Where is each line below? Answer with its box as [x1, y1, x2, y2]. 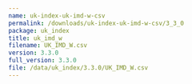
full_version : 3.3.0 [8, 57, 78, 65]
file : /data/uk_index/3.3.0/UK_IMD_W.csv [8, 64, 149, 72]
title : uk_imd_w [8, 34, 62, 42]
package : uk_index [8, 26, 70, 34]
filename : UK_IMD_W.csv [8, 42, 88, 50]
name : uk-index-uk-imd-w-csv [8, 11, 106, 20]
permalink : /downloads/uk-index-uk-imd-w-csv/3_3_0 [8, 19, 184, 27]
